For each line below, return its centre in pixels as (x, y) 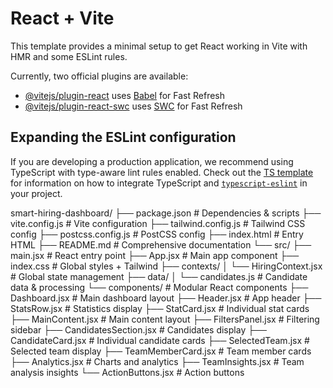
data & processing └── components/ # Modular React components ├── (159, 287)
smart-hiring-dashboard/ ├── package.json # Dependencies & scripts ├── (166, 213)
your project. (36, 193)
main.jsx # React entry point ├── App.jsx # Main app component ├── (155, 255)
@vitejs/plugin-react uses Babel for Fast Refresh (125, 95)
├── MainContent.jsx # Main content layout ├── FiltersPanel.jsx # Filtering (165, 319)
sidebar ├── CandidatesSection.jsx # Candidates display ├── (138, 329)
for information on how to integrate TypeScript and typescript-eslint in (159, 183)
